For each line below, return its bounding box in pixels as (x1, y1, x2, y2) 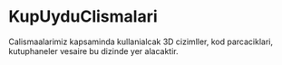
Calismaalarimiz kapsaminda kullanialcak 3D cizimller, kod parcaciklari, (8, 36, 274, 47)
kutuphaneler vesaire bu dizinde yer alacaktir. (8, 45, 179, 56)
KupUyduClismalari (8, 6, 158, 27)
